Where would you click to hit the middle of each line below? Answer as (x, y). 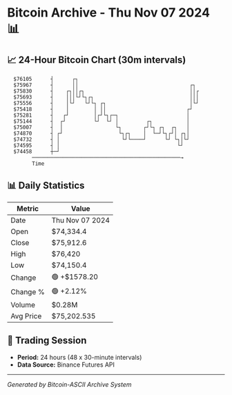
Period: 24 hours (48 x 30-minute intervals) (79, 357)
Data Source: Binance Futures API (66, 365)
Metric (28, 209)
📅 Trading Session (47, 341)
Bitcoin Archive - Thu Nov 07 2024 (109, 13)
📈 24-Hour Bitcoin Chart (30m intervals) (97, 60)
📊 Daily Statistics (46, 185)
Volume (23, 305)
